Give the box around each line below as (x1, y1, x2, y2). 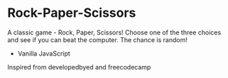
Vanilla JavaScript (17, 49, 71, 58)
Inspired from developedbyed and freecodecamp (7, 63, 151, 71)
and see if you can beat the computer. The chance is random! (7, 35, 188, 44)
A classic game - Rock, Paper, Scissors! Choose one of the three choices (7, 28, 222, 37)
